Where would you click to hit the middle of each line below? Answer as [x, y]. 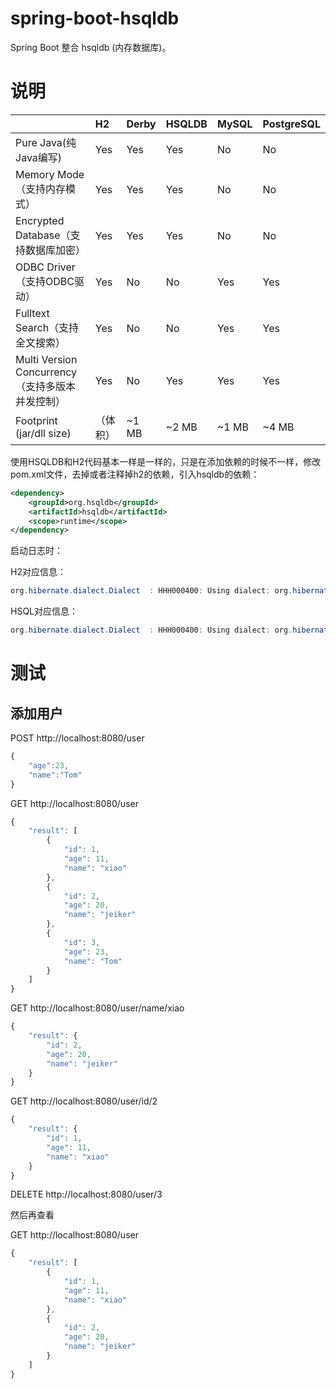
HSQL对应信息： [44, 611]
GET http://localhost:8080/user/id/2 [84, 1101]
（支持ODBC [45, 281]
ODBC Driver [45, 267]
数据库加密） [56, 250]
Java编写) [39, 157]
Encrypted [40, 220]
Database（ [43, 235]
